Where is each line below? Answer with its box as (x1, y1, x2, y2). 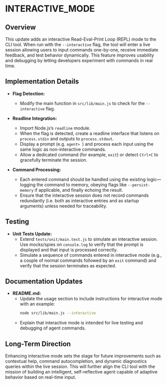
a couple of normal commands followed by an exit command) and (19, 257, 157, 263)
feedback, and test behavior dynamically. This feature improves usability (5, 52, 155, 58)
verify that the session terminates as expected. (19, 262, 117, 268)
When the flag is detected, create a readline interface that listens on (19, 130, 160, 136)
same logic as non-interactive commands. (19, 146, 106, 152)
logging (19, 181, 36, 188)
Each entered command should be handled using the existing (19, 176, 146, 182)
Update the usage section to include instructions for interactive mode (19, 296, 163, 302)
